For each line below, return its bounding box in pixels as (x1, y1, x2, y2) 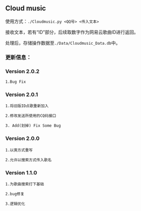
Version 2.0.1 (5, 91, 38, 98)
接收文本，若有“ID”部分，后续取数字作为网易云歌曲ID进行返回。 (5, 29, 139, 35)
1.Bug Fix (5, 79, 26, 84)
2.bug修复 (5, 191, 24, 196)
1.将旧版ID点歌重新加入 (5, 104, 49, 109)
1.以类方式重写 (5, 147, 33, 153)
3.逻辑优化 (5, 201, 25, 206)
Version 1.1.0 (5, 169, 37, 176)
